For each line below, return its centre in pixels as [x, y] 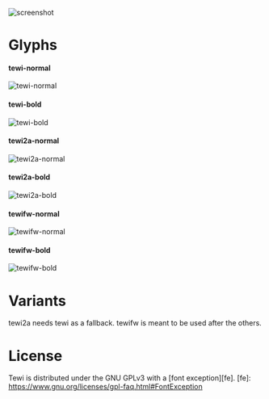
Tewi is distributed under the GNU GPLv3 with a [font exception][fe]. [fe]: [130, 378]
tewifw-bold [29, 250]
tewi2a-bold [29, 177]
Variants [38, 301]
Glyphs [33, 45]
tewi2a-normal [34, 141]
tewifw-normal [34, 213]
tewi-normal [29, 68]
